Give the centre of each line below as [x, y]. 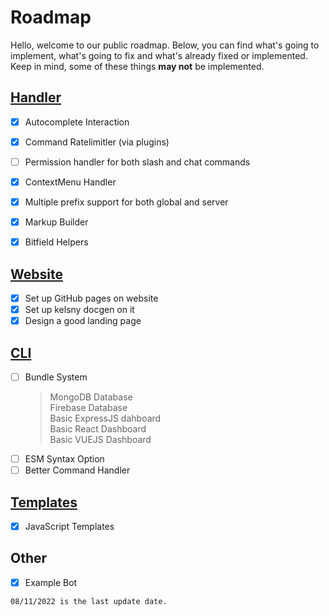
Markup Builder [56, 222]
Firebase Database [88, 408]
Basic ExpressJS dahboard [105, 418]
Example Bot [51, 582]
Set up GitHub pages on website [91, 298]
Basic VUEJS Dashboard [100, 440]
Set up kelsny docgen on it [79, 310]
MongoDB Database [91, 397]
